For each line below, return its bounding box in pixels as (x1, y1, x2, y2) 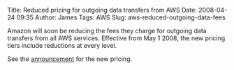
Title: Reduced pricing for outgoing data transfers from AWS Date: (7, 6, 198, 14)
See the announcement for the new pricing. (7, 55, 133, 63)
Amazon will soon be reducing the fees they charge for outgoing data (7, 27, 207, 35)
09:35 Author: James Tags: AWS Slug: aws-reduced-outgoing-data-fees (16, 13, 226, 21)
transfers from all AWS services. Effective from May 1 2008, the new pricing (7, 34, 226, 42)
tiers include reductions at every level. (7, 42, 117, 49)
